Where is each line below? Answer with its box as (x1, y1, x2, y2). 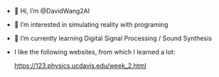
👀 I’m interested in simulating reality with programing (14, 20, 169, 28)
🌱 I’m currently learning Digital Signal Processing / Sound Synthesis (14, 34, 212, 42)
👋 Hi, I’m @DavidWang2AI (14, 7, 90, 15)
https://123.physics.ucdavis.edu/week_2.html (14, 61, 147, 70)
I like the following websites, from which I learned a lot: (14, 48, 176, 56)
